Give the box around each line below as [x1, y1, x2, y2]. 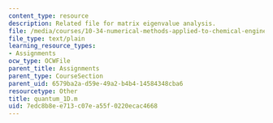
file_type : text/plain [8, 34, 85, 43]
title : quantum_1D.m [8, 95, 79, 103]
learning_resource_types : [8, 42, 96, 50]
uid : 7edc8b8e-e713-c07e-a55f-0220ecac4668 [8, 102, 158, 110]
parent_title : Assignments [8, 65, 100, 73]
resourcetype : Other [8, 87, 79, 95]
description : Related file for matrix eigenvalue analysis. [8, 19, 217, 28]
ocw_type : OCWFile [8, 57, 71, 66]
